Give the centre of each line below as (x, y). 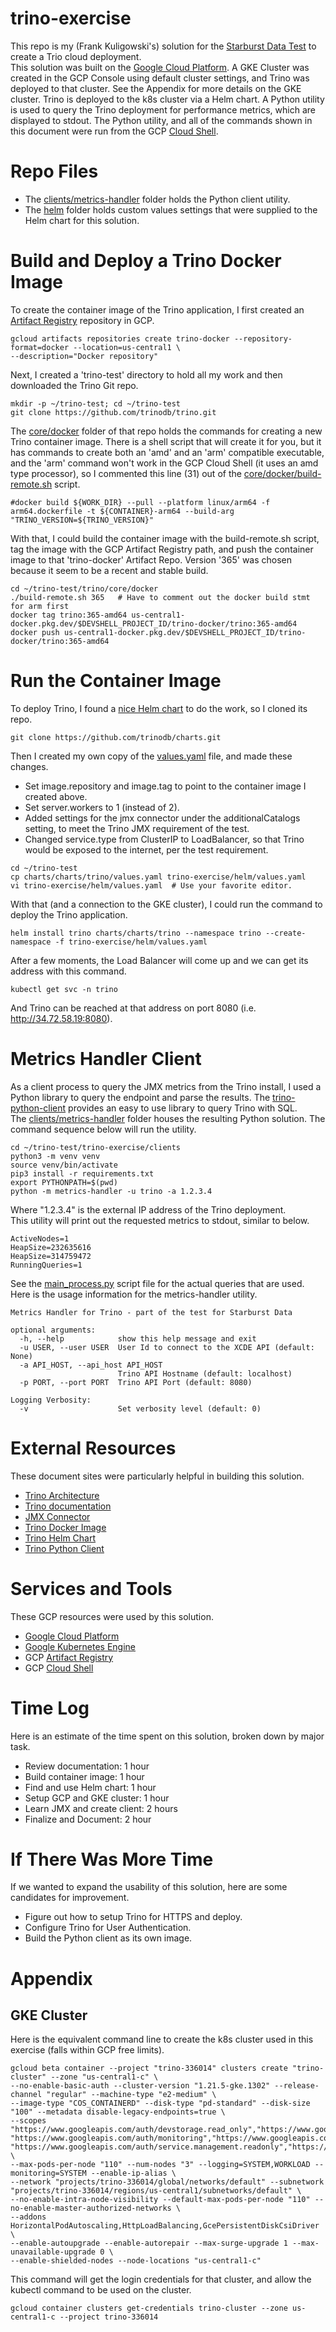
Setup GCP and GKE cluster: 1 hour (97, 1798)
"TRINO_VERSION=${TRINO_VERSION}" (82, 520)
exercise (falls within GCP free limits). (87, 2050)
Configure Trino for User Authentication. (108, 1928)
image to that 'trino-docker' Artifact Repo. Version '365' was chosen (151, 559)
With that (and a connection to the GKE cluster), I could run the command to (166, 904)
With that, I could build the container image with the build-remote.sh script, (165, 538)
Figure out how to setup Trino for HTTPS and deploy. (133, 1917)
